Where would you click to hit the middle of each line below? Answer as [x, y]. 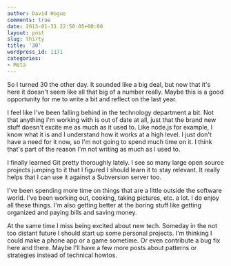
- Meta [17, 65]
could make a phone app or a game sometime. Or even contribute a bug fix [114, 240]
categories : [24, 59]
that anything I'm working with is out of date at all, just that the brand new [112, 120]
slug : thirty [26, 39]
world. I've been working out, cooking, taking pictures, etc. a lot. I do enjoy [113, 198]
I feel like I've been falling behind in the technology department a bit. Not [110, 112]
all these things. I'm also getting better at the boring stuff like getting [104, 205]
